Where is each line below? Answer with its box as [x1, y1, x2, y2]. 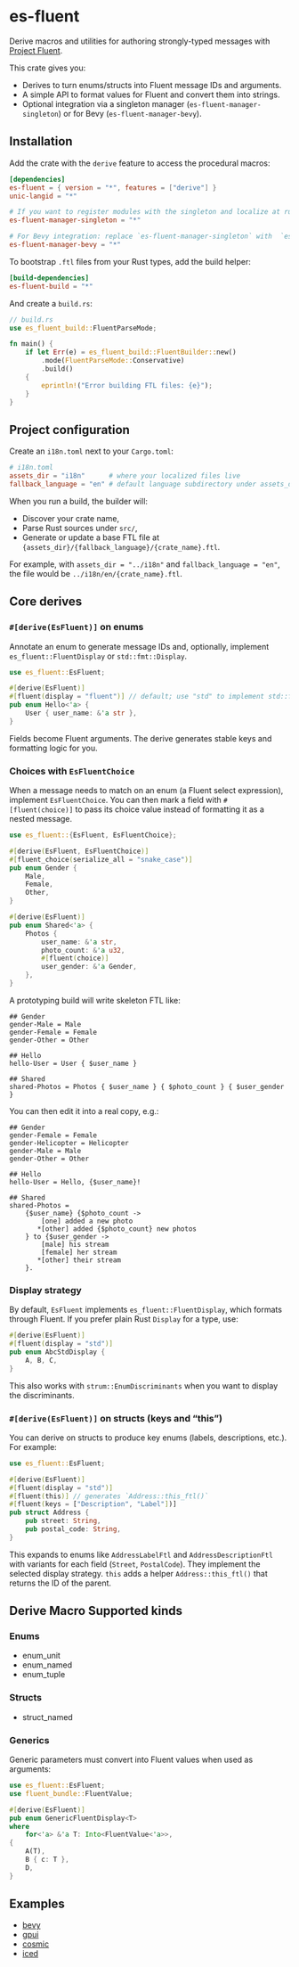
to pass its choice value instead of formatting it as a [75, 804, 265, 815]
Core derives [9, 594, 83, 610]
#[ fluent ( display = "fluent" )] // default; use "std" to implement [9, 693, 265, 701]
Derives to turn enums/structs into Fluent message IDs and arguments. [21, 79, 282, 90]
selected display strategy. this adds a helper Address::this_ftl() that [9, 1568, 269, 1578]
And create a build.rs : [9, 298, 93, 308]
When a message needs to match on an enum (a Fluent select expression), [9, 785, 284, 796]
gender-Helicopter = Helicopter [9, 1138, 129, 1147]
